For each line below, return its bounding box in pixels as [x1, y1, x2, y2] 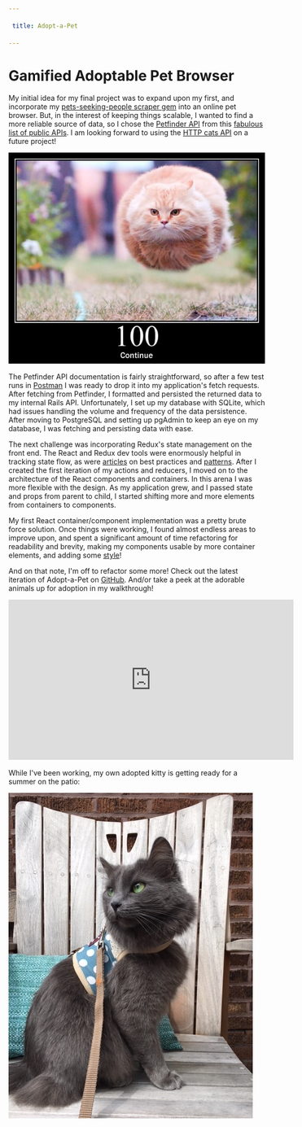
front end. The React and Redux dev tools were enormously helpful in [8, 448, 242, 458]
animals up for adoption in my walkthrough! [8, 583, 154, 593]
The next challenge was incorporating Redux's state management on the [8, 439, 252, 449]
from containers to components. [8, 500, 116, 510]
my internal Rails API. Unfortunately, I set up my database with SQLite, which [8, 398, 265, 408]
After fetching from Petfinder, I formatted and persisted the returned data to [8, 389, 262, 399]
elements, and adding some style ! [8, 550, 122, 561]
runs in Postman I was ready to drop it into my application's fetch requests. [8, 381, 260, 391]
